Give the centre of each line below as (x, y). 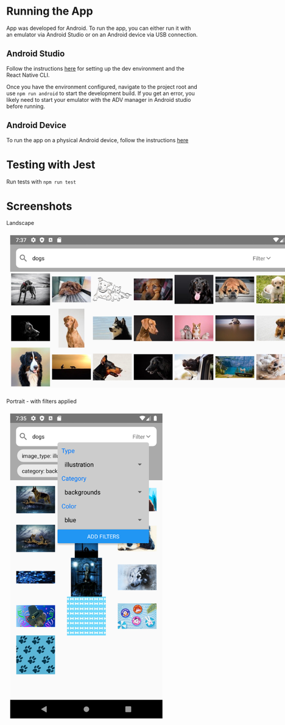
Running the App (50, 11)
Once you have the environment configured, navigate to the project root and (102, 87)
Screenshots (39, 206)
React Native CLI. (28, 75)
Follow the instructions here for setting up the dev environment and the (95, 68)
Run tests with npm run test (41, 182)
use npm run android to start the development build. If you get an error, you (100, 93)
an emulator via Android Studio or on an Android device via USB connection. (102, 34)
